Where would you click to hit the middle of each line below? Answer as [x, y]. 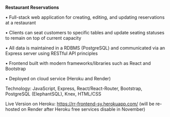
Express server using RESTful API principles [52, 53]
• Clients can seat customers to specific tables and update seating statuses [85, 32]
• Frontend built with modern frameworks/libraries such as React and [78, 63]
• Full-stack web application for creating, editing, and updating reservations [85, 17]
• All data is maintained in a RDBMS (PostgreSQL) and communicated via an [85, 48]
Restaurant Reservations [32, 7]
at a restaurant [21, 23]
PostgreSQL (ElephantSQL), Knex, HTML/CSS [53, 94]
